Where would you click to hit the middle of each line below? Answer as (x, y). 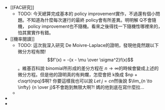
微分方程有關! (32, 51)
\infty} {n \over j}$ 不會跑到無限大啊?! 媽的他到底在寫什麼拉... (81, 87)
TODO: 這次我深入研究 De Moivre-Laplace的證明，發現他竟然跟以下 (88, 45)
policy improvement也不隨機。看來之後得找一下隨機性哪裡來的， (95, 26)
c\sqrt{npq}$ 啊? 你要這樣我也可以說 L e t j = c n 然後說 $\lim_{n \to (85, 81)
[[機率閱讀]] (22, 39)
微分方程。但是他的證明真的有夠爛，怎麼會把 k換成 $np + (78, 74)
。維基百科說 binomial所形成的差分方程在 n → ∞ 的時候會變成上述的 (88, 68)
